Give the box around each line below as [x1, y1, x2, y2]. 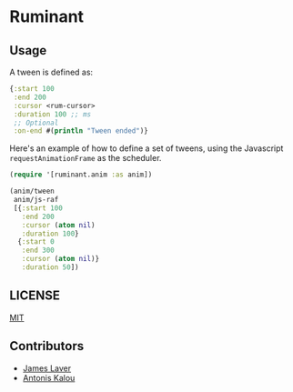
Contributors [9, 338, 85, 354]
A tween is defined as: [9, 66, 94, 77]
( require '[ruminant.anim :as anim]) [9, 170, 153, 179]
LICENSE [9, 288, 61, 304]
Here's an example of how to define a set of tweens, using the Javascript [9, 143, 284, 154]
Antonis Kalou [22, 372, 76, 383]
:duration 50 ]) [21, 263, 79, 272]
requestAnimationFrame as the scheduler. [9, 153, 162, 164]
